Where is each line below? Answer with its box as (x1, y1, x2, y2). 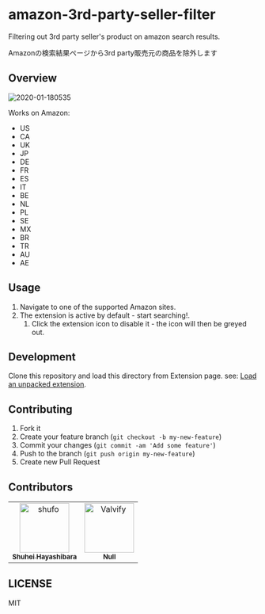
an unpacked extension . (8, 379, 87, 389)
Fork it (19, 424, 41, 433)
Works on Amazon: (8, 108, 70, 117)
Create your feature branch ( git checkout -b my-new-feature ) (19, 432, 222, 441)
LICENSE (8, 577, 53, 591)
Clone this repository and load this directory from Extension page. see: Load (8, 371, 257, 381)
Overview (8, 71, 58, 85)
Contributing (8, 402, 73, 416)
